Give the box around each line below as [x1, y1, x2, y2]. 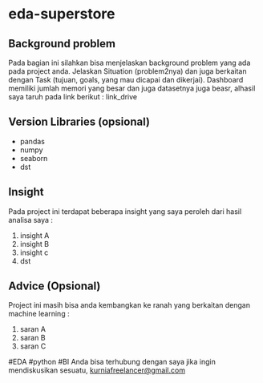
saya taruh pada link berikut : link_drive [8, 92, 138, 101]
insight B [19, 239, 50, 248]
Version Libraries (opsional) [8, 115, 151, 129]
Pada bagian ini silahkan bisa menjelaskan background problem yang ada [8, 58, 251, 67]
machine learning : [8, 309, 70, 319]
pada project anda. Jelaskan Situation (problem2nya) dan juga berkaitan [8, 67, 247, 76]
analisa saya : [8, 215, 54, 224]
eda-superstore [8, 5, 115, 23]
